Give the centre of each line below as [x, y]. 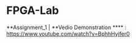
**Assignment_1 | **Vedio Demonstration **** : [66, 27]
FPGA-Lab [33, 11]
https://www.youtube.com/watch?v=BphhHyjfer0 [68, 33]
